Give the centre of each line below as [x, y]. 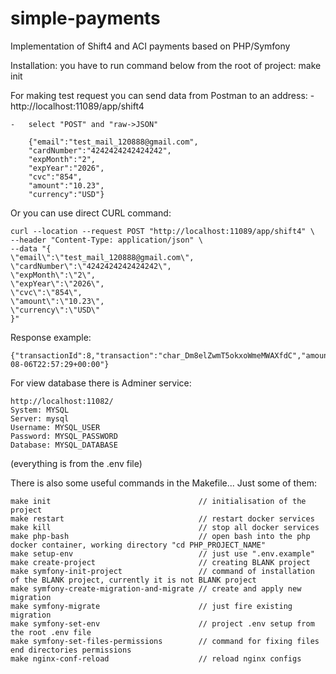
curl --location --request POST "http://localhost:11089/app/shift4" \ [162, 231]
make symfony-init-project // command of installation [162, 571]
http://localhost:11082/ [62, 401]
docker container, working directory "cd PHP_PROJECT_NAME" [138, 545]
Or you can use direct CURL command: [91, 213]
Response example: [51, 337]
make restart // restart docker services [162, 518]
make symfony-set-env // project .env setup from [162, 623]
